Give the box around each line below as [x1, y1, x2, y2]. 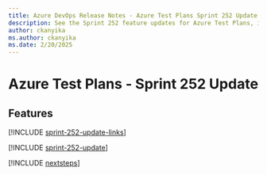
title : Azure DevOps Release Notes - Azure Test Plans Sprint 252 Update [8, 11, 258, 20]
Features [8, 106, 53, 120]
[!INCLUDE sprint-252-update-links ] [8, 127, 127, 137]
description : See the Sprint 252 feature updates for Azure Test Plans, [8, 19, 254, 27]
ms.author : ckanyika [8, 33, 77, 42]
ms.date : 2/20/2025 [8, 41, 73, 49]
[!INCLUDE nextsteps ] [8, 158, 81, 168]
